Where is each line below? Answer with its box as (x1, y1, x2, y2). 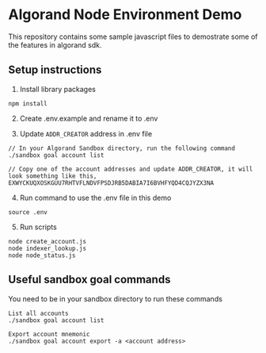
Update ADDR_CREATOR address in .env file (19, 129, 153, 138)
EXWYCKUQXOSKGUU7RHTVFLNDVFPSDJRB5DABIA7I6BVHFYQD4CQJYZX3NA (8, 178, 215, 187)
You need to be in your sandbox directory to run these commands (8, 294, 223, 303)
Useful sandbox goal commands (8, 273, 171, 286)
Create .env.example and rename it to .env (19, 113, 158, 123)
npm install (8, 99, 47, 108)
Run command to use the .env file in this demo (19, 193, 172, 202)
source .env (8, 208, 47, 216)
